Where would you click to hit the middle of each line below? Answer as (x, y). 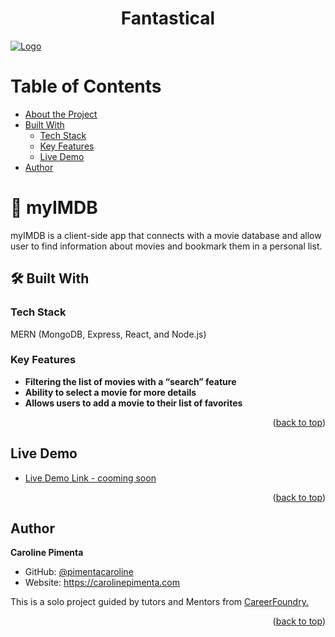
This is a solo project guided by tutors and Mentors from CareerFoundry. (159, 602)
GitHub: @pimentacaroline (79, 572)
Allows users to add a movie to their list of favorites (133, 403)
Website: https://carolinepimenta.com (102, 583)
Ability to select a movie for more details (110, 392)
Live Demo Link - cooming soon (90, 478)
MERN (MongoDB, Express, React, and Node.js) (108, 334)
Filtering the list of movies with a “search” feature (130, 381)
